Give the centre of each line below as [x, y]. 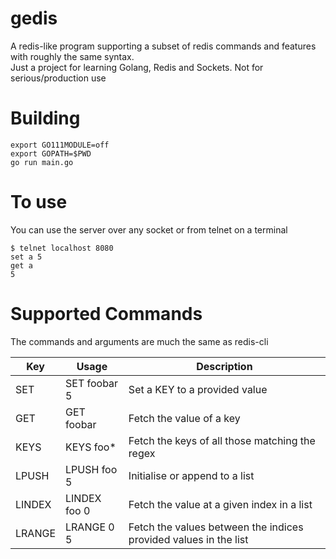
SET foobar [92, 383]
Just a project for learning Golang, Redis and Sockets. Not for [137, 67]
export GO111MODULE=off [60, 145]
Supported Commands [106, 314]
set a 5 [26, 257]
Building [45, 118]
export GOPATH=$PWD [51, 153]
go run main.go [42, 162]
